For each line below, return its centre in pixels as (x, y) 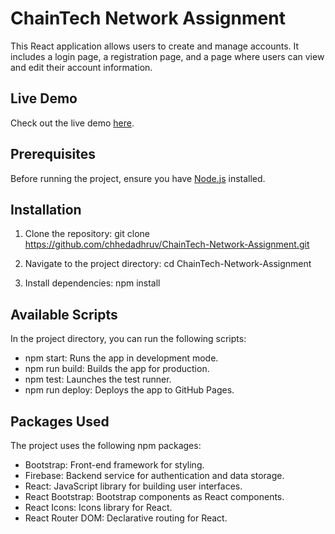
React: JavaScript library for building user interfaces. (133, 486)
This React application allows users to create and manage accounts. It (155, 46)
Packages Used (60, 421)
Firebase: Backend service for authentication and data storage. (154, 475)
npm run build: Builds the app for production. (117, 369)
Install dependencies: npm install (92, 283)
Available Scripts (64, 314)
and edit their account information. (81, 67)
